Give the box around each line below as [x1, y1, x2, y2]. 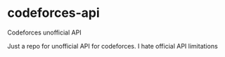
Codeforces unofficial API [7, 28, 82, 37]
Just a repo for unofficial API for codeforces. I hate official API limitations [7, 42, 218, 50]
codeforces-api [7, 5, 100, 21]
